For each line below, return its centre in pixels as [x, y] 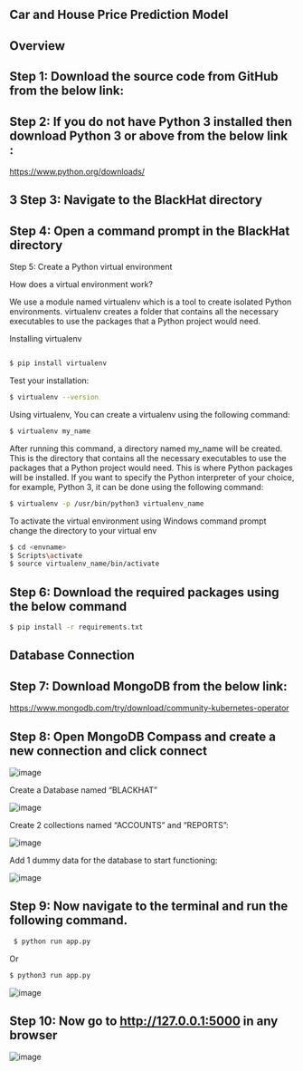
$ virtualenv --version [54, 398]
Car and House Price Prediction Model [119, 15]
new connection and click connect [109, 751]
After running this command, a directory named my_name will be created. [146, 449]
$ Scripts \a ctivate [46, 555]
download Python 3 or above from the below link [149, 135]
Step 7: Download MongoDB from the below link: [148, 686]
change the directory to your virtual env [83, 530]
